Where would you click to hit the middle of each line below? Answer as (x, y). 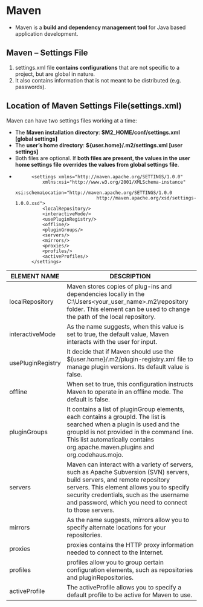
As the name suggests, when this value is (125, 326)
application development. (47, 33)
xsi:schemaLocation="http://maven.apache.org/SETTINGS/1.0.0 (94, 193)
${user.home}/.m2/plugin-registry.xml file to (130, 359)
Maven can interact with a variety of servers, (130, 464)
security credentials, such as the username (127, 495)
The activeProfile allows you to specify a (124, 587)
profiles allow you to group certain (115, 562)
